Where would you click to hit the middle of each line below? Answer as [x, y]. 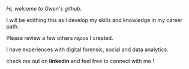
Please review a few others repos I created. [60, 38]
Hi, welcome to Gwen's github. [44, 9]
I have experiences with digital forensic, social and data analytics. [87, 49]
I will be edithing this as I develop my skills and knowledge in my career [94, 20]
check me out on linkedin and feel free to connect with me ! [80, 61]
